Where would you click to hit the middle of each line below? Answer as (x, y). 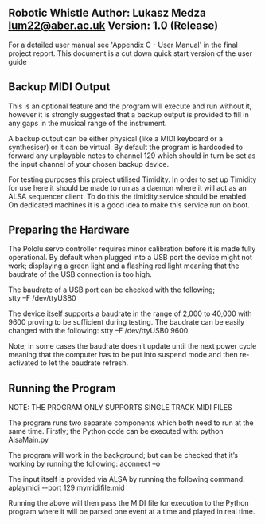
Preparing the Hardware (69, 230)
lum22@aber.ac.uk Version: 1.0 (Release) (113, 26)
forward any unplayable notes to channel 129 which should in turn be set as (132, 156)
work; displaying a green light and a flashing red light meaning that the (124, 266)
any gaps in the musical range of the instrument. (88, 123)
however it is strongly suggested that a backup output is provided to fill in (129, 114)
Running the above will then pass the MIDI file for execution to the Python (129, 503)
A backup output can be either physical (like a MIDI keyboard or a (116, 138)
